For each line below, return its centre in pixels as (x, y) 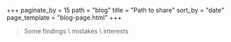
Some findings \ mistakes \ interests (76, 31)
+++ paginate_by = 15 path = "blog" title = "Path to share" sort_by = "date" (115, 10)
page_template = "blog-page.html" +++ (64, 17)
